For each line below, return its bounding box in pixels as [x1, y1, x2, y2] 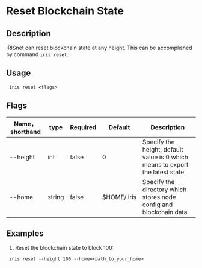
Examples [6, 228, 44, 239]
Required [70, 123, 97, 131]
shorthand [10, 127, 41, 136]
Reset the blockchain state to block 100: [14, 244, 114, 252]
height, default [142, 145, 183, 153]
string [47, 193, 64, 201]
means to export [142, 160, 189, 168]
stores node [142, 193, 176, 201]
